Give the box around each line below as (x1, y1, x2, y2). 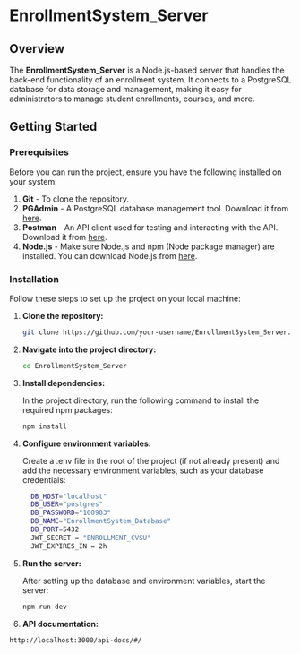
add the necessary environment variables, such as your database (21, 465, 264, 476)
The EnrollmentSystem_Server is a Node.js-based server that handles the (9, 65, 285, 75)
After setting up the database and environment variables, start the (21, 575, 266, 586)
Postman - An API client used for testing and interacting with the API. (21, 221, 279, 233)
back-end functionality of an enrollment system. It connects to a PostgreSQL (9, 74, 293, 85)
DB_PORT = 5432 (30, 525, 80, 534)
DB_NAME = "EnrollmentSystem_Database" (30, 517, 172, 526)
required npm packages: (21, 404, 114, 415)
